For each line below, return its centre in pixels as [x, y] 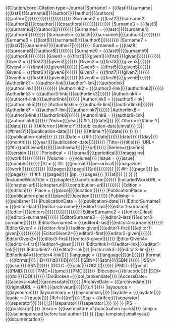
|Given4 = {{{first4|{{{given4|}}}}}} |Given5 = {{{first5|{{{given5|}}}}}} [78, 67]
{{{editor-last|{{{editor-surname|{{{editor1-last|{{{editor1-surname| [79, 206]
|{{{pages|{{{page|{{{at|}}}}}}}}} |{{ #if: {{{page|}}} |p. [103, 169]
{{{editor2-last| [137, 212]
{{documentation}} [25, 319]
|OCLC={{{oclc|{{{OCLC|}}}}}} [82, 266]
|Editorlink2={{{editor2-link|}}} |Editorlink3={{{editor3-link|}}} [90, 249]
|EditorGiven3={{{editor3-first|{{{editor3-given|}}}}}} [60, 239]
